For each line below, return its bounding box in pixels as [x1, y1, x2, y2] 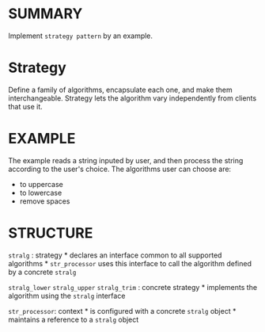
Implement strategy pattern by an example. [8, 31, 153, 40]
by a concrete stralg [8, 267, 77, 277]
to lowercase [19, 188, 62, 197]
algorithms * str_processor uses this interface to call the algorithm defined [8, 258, 252, 268]
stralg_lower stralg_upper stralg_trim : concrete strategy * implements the [8, 282, 258, 292]
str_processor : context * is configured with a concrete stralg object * [8, 306, 237, 315]
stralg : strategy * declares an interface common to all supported [8, 250, 222, 260]
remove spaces [19, 196, 70, 206]
